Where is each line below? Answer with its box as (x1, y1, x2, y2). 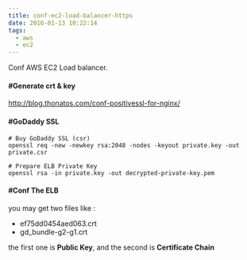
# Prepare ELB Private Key (8, 162, 98, 170)
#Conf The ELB (8, 185, 60, 195)
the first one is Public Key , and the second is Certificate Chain (8, 243, 214, 252)
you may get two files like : (8, 203, 96, 212)
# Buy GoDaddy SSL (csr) (8, 134, 91, 143)
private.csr (8, 148, 48, 156)
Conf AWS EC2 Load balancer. (8, 63, 109, 72)
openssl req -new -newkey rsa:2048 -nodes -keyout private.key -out (8, 141, 240, 149)
